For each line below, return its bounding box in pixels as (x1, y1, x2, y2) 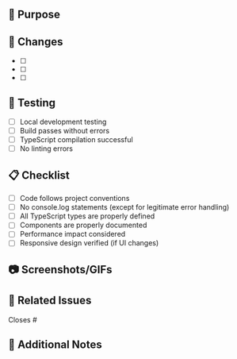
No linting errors (19, 144, 74, 153)
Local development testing (19, 117, 107, 127)
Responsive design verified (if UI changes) (19, 238, 159, 248)
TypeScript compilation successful (19, 135, 133, 145)
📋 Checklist (8, 168, 70, 182)
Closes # (8, 315, 37, 324)
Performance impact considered (19, 230, 126, 239)
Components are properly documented (19, 220, 147, 230)
